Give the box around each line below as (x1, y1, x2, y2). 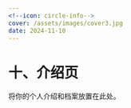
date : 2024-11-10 (8, 26, 66, 34)
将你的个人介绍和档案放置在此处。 (8, 91, 121, 101)
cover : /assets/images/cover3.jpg (8, 19, 124, 27)
